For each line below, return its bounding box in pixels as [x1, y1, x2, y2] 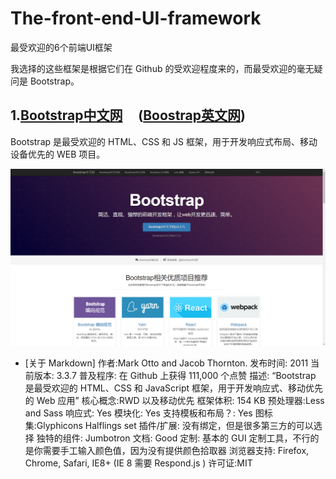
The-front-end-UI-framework [10, 7, 262, 30]
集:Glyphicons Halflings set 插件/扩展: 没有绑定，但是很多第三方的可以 [24, 420, 314, 432]
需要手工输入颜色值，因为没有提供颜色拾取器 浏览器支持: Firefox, [42, 445, 310, 457]
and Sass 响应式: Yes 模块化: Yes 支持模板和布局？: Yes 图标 [24, 407, 273, 419]
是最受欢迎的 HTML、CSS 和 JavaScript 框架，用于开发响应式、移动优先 [24, 382, 323, 394]
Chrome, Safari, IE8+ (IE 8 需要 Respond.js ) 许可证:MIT [24, 457, 253, 469]
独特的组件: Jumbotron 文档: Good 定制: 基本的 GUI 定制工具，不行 [36, 432, 311, 444]
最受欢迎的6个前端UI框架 [10, 41, 113, 53]
